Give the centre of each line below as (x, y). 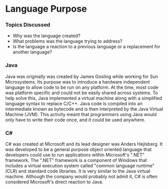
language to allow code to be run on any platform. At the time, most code (82, 87)
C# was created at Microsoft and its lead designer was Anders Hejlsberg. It (84, 144)
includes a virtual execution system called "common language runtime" (80, 166)
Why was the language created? (46, 36)
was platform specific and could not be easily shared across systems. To (82, 93)
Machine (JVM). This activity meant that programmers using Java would (81, 114)
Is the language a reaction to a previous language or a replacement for (86, 47)
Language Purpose (46, 9)
